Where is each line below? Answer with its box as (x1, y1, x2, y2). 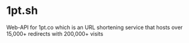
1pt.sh (6, 4, 38, 18)
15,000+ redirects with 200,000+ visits (6, 30, 104, 37)
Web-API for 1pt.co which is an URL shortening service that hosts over (6, 24, 183, 31)
